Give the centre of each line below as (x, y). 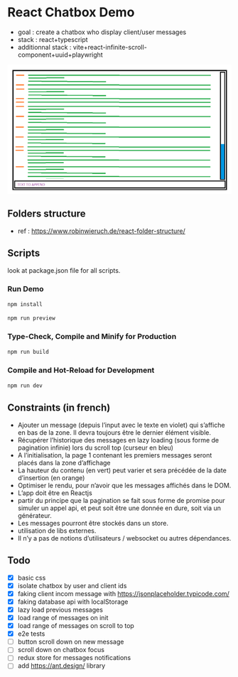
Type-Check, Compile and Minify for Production (92, 336)
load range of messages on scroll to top (76, 626)
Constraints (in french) (59, 408)
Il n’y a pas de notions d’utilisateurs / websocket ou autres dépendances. (124, 538)
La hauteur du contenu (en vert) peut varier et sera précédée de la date (122, 470)
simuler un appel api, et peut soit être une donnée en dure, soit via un (119, 508)
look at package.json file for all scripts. (64, 270)
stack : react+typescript (53, 39)
